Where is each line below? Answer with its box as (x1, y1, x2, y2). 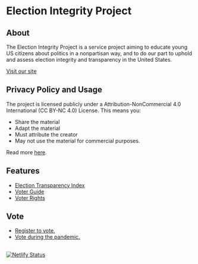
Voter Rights (14, 194, 46, 201)
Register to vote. (14, 227, 55, 234)
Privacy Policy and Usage (6, 85, 102, 95)
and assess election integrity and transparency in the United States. (6, 56, 172, 63)
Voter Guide (14, 188, 45, 195)
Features (6, 166, 40, 176)
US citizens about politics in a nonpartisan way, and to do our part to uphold (6, 50, 192, 57)
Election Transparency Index (14, 182, 85, 189)
